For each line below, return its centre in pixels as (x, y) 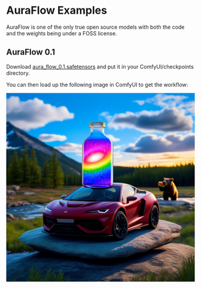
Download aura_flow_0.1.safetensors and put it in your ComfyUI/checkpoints (100, 66)
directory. (18, 73)
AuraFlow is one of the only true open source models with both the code (95, 27)
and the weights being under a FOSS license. (62, 33)
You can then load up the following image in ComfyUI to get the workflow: (97, 84)
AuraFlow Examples (57, 10)
